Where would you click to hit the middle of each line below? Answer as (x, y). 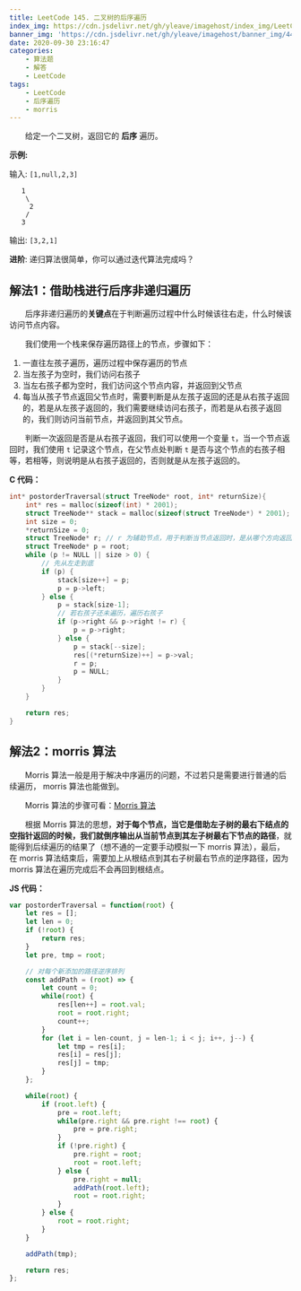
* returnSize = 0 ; (58, 530)
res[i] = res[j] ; (90, 1055)
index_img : (30, 26)
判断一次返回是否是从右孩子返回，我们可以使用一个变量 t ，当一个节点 (154, 438)
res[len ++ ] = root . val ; (101, 1005)
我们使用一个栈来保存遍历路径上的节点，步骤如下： (119, 344)
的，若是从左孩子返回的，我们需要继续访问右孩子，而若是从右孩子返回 (152, 408)
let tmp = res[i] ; (91, 1046)
